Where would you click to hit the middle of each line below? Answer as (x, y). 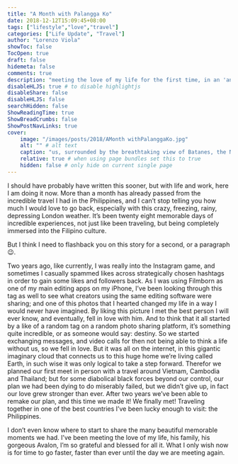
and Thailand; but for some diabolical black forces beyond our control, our (116, 378)
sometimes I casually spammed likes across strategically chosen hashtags (116, 273)
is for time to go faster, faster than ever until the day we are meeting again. (116, 452)
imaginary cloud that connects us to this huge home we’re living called (110, 356)
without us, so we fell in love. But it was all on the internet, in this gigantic (114, 349)
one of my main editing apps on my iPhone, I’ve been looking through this (115, 288)
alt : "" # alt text (49, 146)
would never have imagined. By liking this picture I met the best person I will (118, 311)
